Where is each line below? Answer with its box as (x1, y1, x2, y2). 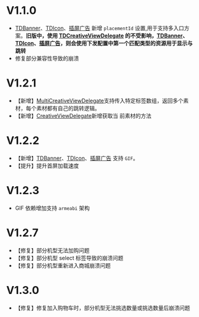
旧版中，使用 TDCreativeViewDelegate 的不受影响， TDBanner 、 (25, 31, 189, 39)
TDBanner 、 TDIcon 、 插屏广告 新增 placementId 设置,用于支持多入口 (15, 24, 184, 31)
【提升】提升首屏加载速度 (15, 162, 79, 169)
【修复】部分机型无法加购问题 (15, 246, 90, 254)
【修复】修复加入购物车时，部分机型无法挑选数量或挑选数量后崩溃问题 (15, 304, 191, 312)
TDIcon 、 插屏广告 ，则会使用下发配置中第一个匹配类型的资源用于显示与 (15, 39, 193, 47)
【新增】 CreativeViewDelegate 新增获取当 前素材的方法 (15, 112, 152, 119)
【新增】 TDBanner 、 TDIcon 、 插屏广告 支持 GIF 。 (15, 154, 139, 162)
